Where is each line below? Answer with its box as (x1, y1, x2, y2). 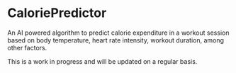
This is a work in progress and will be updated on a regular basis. (7, 57, 198, 65)
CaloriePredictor (7, 5, 107, 21)
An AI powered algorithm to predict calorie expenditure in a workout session (7, 28, 230, 37)
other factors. (7, 43, 47, 52)
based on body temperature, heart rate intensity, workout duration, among (7, 35, 225, 44)
